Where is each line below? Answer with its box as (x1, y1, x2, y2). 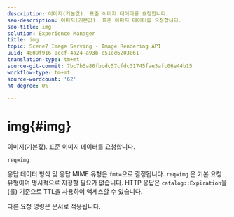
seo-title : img (7, 23, 52, 30)
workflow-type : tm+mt (7, 69, 71, 76)
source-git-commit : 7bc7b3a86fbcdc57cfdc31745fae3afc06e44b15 (7, 63, 193, 70)
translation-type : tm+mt (7, 56, 80, 63)
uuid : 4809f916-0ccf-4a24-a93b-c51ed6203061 (7, 50, 139, 57)
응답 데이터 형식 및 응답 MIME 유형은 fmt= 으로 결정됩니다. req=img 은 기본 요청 (7, 170, 222, 178)
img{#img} (7, 119, 72, 134)
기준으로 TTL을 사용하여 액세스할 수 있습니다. (19, 188, 143, 196)
